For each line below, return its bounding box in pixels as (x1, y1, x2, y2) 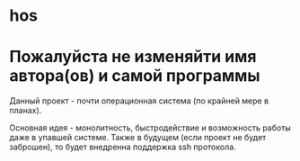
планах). (9, 105, 42, 116)
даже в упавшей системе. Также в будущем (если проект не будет (9, 132, 267, 143)
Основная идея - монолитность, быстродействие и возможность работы (9, 122, 292, 133)
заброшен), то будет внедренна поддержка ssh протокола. (9, 141, 236, 153)
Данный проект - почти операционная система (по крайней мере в (9, 95, 269, 106)
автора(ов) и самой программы (9, 66, 260, 86)
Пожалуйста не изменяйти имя (9, 47, 257, 67)
